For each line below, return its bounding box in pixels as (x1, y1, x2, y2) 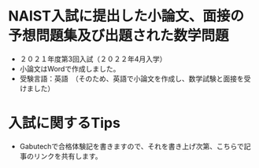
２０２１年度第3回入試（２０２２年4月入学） (19, 54, 167, 64)
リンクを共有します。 (33, 151, 102, 161)
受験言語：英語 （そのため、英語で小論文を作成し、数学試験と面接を (19, 74, 244, 83)
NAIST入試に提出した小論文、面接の (8, 7, 244, 25)
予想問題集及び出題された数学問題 (8, 27, 230, 45)
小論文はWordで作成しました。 (19, 64, 120, 73)
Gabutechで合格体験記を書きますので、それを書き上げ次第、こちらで (19, 141, 244, 151)
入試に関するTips (8, 115, 120, 132)
